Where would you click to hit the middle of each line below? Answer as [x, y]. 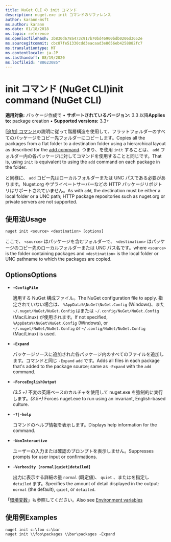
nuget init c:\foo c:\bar [33, 530]
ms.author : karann [25, 24]
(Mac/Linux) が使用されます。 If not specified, [60, 317]
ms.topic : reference [27, 34]
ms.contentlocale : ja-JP [32, 53]
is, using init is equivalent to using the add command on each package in [83, 162]
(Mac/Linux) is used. [34, 333]
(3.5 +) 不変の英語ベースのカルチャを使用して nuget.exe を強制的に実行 [88, 392]
